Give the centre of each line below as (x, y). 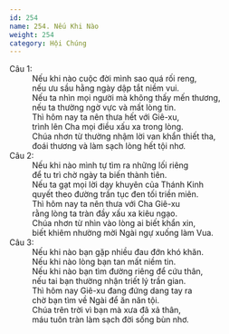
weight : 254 (32, 34)
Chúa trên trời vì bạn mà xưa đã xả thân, (106, 310)
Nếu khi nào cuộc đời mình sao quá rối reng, (114, 79)
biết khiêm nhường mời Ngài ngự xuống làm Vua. (123, 233)
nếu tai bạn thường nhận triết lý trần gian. (109, 281)
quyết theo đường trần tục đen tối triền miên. (115, 194)
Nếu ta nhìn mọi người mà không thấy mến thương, (126, 98)
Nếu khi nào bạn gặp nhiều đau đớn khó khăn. (118, 252)
